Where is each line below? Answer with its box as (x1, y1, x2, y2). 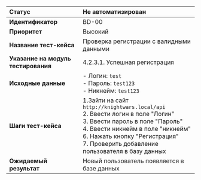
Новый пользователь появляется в (83, 157, 184, 165)
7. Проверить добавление (83, 140, 159, 148)
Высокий (83, 28, 109, 35)
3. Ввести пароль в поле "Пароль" (83, 117, 183, 125)
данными (83, 45, 109, 53)
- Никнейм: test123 (83, 87, 139, 94)
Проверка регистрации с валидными (83, 37, 191, 45)
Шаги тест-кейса (9, 122, 62, 130)
